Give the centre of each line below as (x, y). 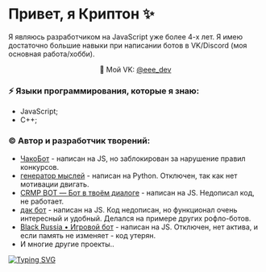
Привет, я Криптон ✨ (81, 14)
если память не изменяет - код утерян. (88, 235)
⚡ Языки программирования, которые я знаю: (104, 91)
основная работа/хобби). (52, 54)
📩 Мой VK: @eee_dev (135, 69)
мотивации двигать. (54, 184)
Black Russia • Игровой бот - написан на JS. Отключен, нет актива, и (139, 227)
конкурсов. (39, 167)
